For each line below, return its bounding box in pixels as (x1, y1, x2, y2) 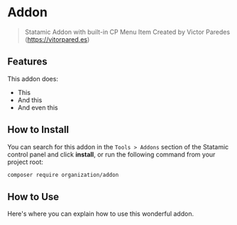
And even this (17, 103, 58, 112)
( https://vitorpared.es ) (24, 35, 90, 43)
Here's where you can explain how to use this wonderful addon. (7, 209, 194, 218)
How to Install (7, 124, 70, 136)
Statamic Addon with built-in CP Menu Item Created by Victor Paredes (24, 28, 231, 36)
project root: (7, 157, 44, 166)
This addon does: (7, 74, 59, 83)
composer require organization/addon (7, 171, 119, 178)
